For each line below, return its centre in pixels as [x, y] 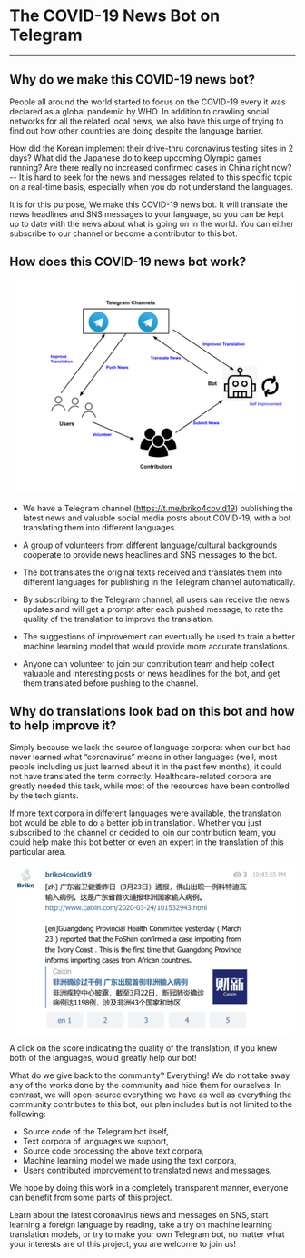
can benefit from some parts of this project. [91, 1198]
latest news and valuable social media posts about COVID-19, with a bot [157, 518]
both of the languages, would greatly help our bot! [103, 1058]
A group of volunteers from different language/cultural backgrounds [150, 545]
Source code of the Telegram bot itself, [96, 1132]
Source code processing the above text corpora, [113, 1151]
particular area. [38, 852]
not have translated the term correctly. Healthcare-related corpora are [141, 777]
